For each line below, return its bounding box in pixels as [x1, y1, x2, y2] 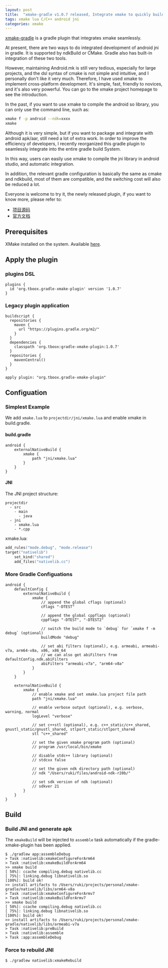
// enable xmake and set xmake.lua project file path [31, 692, 146, 697]
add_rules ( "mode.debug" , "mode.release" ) [5, 545, 93, 550]
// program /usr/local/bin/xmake [31, 744, 101, 749]
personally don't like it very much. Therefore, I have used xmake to [5, 76, 143, 82]
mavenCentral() [14, 357, 46, 362]
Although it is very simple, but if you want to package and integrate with [5, 130, 153, 136]
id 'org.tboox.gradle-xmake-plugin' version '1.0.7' [9, 286, 122, 291]
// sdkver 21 [31, 784, 59, 789]
